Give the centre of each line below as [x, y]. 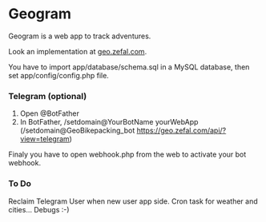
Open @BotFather [50, 113]
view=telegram [44, 139]
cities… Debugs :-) [39, 209]
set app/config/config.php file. [59, 75]
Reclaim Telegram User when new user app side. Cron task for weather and [133, 201]
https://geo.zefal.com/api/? [181, 131]
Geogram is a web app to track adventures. [80, 36]
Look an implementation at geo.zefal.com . [78, 51]
